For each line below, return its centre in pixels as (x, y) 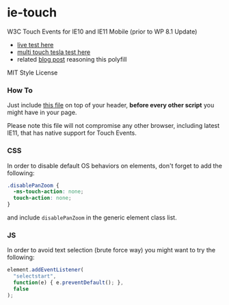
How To (20, 90)
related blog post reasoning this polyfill (72, 59)
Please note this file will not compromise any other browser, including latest (113, 126)
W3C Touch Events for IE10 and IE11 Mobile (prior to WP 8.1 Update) (102, 31)
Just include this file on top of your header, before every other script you (111, 105)
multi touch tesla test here (54, 52)
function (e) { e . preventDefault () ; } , (69, 283)
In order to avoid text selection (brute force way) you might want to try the (111, 250)
